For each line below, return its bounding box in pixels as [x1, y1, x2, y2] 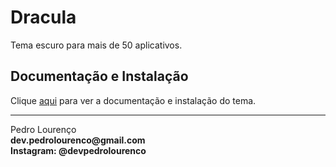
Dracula [10, 6, 77, 29]
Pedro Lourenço [10, 123, 77, 135]
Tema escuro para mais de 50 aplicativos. [10, 39, 183, 51]
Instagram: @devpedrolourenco [10, 144, 147, 156]
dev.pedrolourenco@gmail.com [10, 134, 146, 146]
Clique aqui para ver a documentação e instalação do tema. [10, 94, 257, 106]
